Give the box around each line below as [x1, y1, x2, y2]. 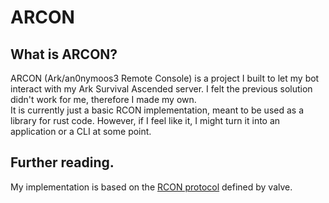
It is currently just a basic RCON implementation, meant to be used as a [10, 104, 305, 116]
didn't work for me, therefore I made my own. [10, 94, 197, 105]
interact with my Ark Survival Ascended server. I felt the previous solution [10, 83, 313, 95]
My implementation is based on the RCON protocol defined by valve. [10, 181, 293, 193]
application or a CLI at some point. [10, 126, 152, 137]
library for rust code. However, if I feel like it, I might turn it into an [10, 115, 281, 126]
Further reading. [10, 154, 115, 171]
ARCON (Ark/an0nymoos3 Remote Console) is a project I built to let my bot [10, 72, 320, 84]
